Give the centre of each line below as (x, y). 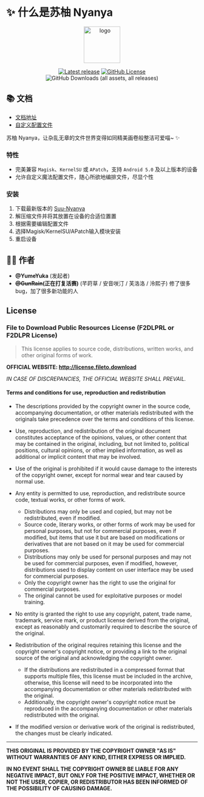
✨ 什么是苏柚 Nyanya (60, 12)
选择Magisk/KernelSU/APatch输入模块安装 (68, 231)
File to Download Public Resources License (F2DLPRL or (90, 328)
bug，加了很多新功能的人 (47, 291)
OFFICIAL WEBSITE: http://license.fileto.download (71, 367)
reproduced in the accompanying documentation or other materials (108, 709)
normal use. (30, 482)
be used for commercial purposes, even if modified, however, (101, 563)
